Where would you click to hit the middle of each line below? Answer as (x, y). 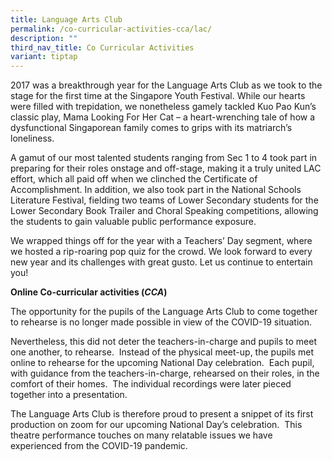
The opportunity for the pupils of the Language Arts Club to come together (164, 312)
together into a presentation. (69, 395)
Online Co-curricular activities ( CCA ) (89, 292)
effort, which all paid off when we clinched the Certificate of (134, 179)
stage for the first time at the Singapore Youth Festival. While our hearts (158, 96)
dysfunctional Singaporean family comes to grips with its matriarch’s (151, 128)
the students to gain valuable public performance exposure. (133, 222)
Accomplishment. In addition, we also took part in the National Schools (156, 190)
